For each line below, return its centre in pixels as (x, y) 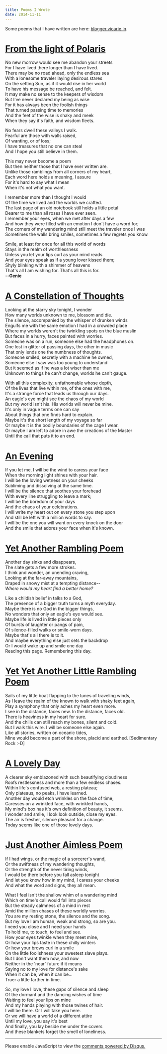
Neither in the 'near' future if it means (43, 964)
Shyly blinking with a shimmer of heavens (48, 265)
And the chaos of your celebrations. (42, 507)
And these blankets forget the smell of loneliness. (56, 1032)
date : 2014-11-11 (23, 14)
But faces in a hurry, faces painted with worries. (54, 336)
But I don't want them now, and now (42, 959)
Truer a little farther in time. (33, 980)
